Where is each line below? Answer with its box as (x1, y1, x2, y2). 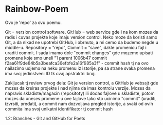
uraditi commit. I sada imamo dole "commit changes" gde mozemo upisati (5, 50, 153, 56)
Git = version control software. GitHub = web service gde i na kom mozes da (5, 29, 159, 35)
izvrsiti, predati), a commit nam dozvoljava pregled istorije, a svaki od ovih (5, 101, 153, 106)
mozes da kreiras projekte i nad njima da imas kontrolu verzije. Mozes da (5, 85, 151, 91)
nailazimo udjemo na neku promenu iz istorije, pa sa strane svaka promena (5, 65, 155, 71)
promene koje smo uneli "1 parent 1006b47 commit (5, 55, 107, 61)
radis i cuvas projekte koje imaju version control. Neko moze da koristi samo (5, 34, 158, 40)
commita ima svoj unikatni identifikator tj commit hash (5, 106, 113, 112)
